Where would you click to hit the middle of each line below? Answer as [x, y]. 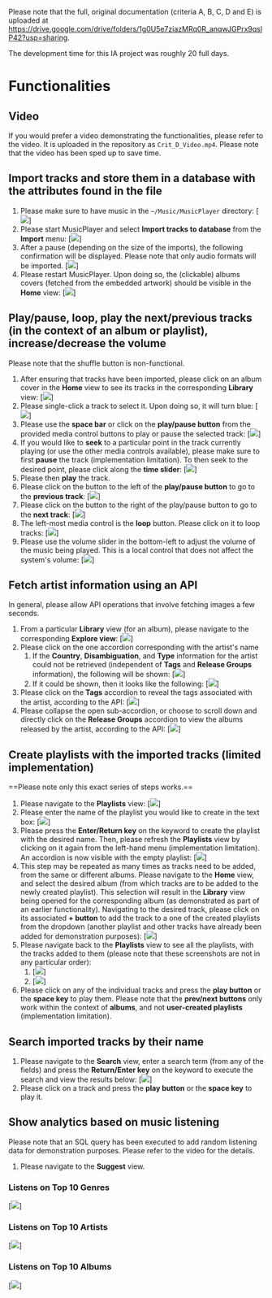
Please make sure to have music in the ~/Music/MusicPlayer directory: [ [139, 211]
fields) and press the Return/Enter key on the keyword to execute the [136, 1070]
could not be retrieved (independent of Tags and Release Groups [142, 665]
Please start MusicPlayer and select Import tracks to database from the [140, 229]
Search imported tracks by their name [106, 1042]
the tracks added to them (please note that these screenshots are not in [140, 953]
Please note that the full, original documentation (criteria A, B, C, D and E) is [135, 12]
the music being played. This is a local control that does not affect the [137, 550]
